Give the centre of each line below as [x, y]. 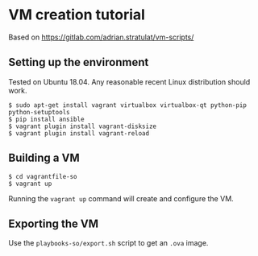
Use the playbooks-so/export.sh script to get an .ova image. [108, 243]
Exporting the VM [54, 223]
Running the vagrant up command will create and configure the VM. [121, 198]
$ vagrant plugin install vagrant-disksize [83, 126]
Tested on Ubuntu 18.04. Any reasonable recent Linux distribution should [129, 81]
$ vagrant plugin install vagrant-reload [79, 133]
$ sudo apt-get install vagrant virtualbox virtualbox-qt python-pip [128, 105]
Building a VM [44, 158]
